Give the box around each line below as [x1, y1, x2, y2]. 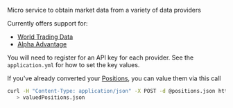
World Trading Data [17, 33, 74, 41]
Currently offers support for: [7, 19, 88, 27]
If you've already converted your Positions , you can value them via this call [7, 74, 221, 82]
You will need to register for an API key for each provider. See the [7, 53, 194, 62]
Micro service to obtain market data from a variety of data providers [7, 6, 201, 14]
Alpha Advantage [17, 40, 67, 48]
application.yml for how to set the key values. [7, 61, 140, 69]
